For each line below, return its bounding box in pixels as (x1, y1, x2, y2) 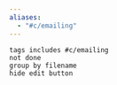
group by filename (9, 61, 77, 70)
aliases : (9, 12, 42, 22)
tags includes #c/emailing (9, 45, 109, 54)
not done (9, 53, 42, 62)
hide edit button (9, 68, 74, 78)
